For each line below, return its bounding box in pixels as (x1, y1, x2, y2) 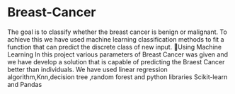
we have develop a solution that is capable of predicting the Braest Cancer (7, 57, 225, 66)
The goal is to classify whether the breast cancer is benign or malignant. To (7, 28, 228, 36)
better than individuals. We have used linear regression (7, 65, 168, 74)
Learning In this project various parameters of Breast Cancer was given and (7, 50, 229, 59)
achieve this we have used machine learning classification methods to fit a (7, 35, 224, 43)
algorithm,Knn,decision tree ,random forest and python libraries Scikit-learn (7, 72, 228, 81)
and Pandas (7, 80, 42, 88)
